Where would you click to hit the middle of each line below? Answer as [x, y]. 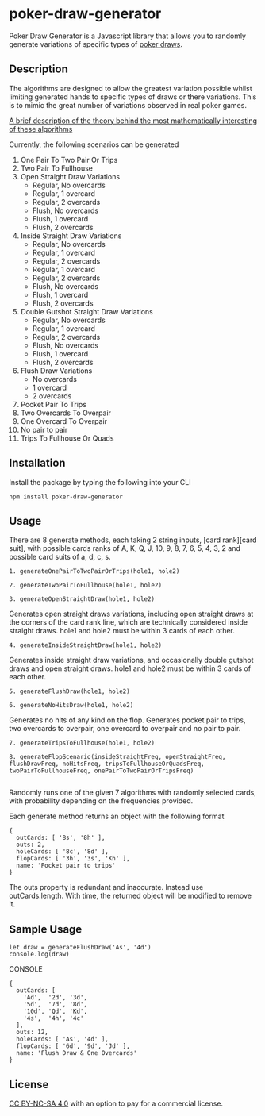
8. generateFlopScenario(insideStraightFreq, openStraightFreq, [117, 757]
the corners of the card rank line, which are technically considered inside [129, 622]
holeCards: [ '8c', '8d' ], [63, 852]
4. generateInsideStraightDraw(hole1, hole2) [85, 645]
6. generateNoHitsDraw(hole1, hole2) [71, 706]
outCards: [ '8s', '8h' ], [61, 838]
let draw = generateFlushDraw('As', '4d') [80, 948]
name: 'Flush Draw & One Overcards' [77, 1053]
